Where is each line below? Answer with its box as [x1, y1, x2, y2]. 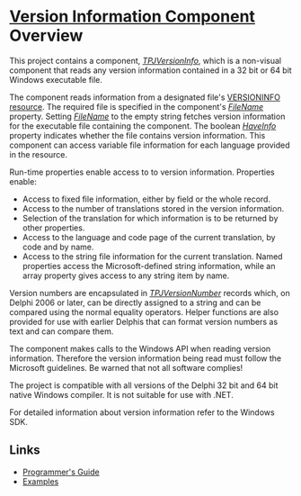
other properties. [22, 222, 85, 233]
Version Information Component [9, 6, 256, 27]
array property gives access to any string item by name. [22, 270, 230, 281]
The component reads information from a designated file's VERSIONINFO [9, 92, 281, 103]
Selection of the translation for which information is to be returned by [22, 212, 279, 223]
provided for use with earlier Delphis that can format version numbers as [9, 316, 279, 327]
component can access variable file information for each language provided [9, 140, 290, 150]
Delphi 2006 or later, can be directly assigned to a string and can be [9, 297, 261, 308]
